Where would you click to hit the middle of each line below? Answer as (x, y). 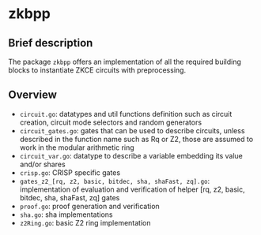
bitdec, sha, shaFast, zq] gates (70, 197)
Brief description (51, 43)
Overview (33, 95)
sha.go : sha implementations (66, 214)
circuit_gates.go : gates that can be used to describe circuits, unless (132, 130)
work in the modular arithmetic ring (77, 147)
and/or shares (42, 164)
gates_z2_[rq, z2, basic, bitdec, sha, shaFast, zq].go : (115, 181)
